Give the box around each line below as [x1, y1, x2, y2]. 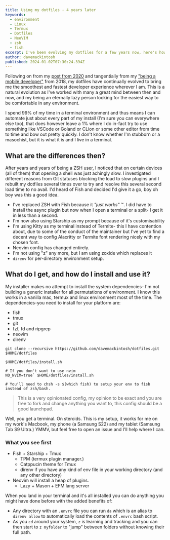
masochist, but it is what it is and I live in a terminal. [5, 137, 112, 143]
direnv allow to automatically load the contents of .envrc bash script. [12, 513, 158, 519]
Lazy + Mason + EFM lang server [20, 483, 90, 489]
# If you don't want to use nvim [5, 368, 76, 373]
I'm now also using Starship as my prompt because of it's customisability [12, 218, 165, 224]
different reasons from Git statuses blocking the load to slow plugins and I [5, 176, 159, 182]
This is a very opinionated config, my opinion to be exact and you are [17, 395, 162, 401]
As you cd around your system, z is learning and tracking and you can [12, 519, 158, 525]
